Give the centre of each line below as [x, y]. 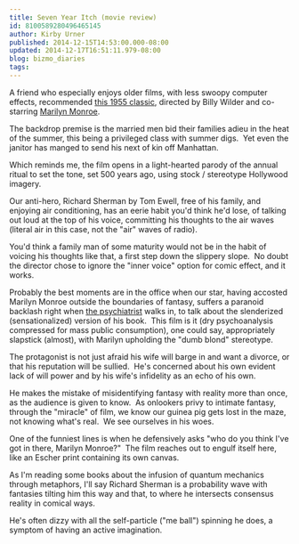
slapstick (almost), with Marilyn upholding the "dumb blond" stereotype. [141, 339]
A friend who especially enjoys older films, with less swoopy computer [139, 92]
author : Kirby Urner [48, 34]
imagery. [25, 183]
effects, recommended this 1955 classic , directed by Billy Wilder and [135, 101]
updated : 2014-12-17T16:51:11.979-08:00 [85, 51]
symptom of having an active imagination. [86, 530]
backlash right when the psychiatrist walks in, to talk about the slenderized [146, 311]
